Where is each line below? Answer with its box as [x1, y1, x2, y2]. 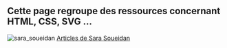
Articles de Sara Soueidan [56, 34, 131, 42]
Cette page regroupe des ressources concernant [7, 5, 221, 17]
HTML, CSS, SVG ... [7, 16, 93, 28]
